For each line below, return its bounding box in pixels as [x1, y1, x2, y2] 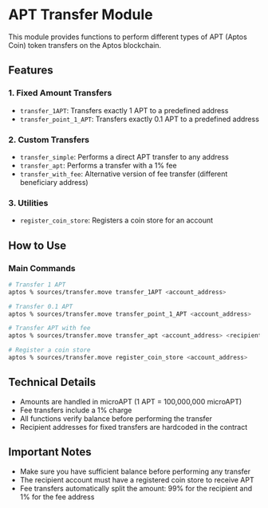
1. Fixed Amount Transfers [8, 88, 112, 99]
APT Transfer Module [8, 6, 153, 24]
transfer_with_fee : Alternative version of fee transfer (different [19, 169, 228, 179]
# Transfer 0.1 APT [8, 302, 73, 310]
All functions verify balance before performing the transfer [19, 413, 213, 423]
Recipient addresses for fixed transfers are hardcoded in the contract [19, 422, 248, 431]
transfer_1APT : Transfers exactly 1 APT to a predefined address [19, 105, 229, 115]
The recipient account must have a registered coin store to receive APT [19, 475, 255, 484]
